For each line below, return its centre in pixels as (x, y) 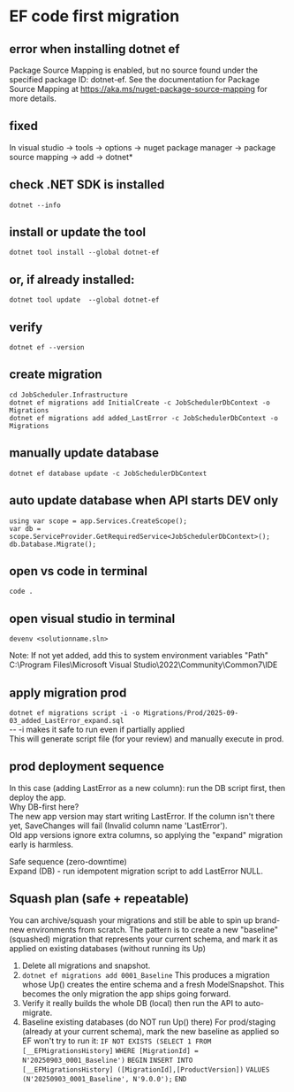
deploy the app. (38, 797)
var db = (25, 528)
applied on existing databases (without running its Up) (107, 948)
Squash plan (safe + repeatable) (99, 899)
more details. (33, 98)
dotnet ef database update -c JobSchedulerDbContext (108, 473)
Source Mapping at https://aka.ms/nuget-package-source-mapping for (138, 89)
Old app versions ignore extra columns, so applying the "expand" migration (146, 834)
